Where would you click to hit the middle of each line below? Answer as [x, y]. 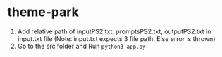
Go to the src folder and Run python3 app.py [81, 46]
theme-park [43, 12]
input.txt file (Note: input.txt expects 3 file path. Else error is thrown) [116, 38]
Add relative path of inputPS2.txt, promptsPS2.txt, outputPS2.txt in [114, 31]
